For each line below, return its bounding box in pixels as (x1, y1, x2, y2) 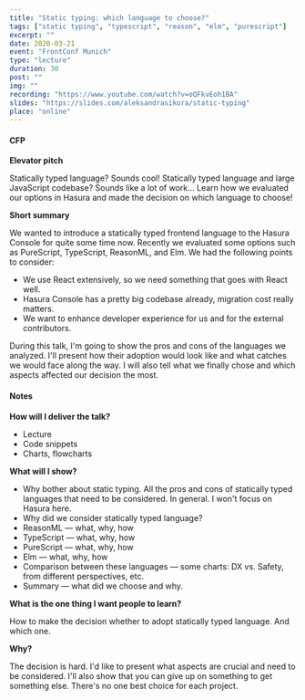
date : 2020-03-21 (9, 38, 76, 48)
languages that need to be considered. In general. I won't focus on (22, 493, 273, 504)
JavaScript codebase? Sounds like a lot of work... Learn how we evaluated (9, 183, 290, 193)
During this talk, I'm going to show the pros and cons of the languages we (9, 340, 287, 351)
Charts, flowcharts (22, 448, 93, 459)
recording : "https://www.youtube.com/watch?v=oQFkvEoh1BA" (9, 89, 239, 99)
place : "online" (9, 107, 71, 116)
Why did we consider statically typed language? (22, 512, 203, 523)
